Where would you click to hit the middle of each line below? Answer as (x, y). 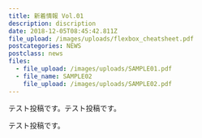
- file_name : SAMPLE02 (54, 76)
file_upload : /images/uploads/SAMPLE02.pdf (98, 84)
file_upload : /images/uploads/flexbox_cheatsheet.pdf (101, 39)
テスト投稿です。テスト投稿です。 (65, 108)
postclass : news (36, 54)
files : (19, 62)
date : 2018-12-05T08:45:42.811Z (63, 31)
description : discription (52, 24)
